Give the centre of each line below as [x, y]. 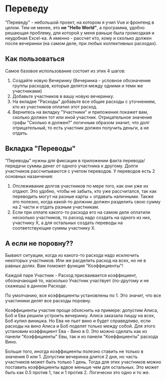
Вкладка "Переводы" [40, 149]
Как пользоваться [35, 59]
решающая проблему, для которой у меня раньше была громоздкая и [80, 33]
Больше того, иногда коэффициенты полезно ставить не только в [74, 351]
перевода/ [134, 160]
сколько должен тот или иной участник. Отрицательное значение [82, 117]
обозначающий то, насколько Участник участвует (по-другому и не [77, 281]
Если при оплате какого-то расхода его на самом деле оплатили [81, 212]
